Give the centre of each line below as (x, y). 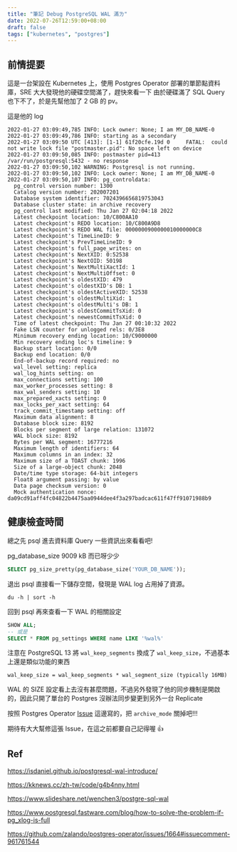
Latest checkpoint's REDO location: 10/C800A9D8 (87, 224)
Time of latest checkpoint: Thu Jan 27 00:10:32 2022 (95, 324)
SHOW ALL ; (22, 625)
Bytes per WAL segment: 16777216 (63, 442)
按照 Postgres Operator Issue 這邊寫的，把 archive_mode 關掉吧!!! (102, 713)
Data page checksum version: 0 (60, 486)
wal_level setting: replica (56, 367)
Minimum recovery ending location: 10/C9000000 (86, 336)
